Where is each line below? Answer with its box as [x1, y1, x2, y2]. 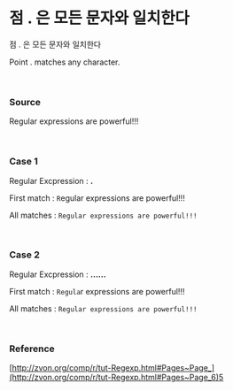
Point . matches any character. [9, 57, 120, 67]
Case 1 [9, 156, 38, 168]
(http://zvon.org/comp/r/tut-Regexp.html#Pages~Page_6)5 [9, 372, 224, 383]
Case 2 [9, 249, 40, 261]
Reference [9, 342, 55, 355]
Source [9, 96, 42, 108]
